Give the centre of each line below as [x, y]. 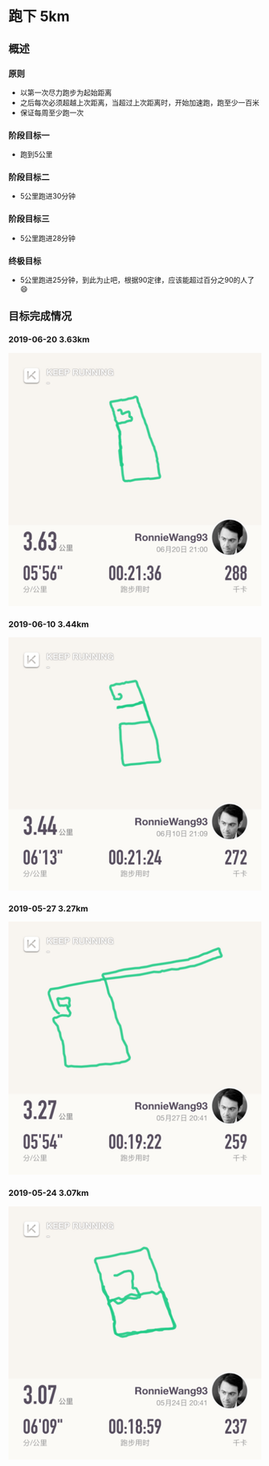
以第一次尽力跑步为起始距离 [66, 92]
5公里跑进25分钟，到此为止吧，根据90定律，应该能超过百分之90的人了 [137, 280]
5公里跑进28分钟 [48, 238]
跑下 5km [39, 16]
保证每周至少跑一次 [52, 113]
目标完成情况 [40, 316]
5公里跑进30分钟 [48, 196]
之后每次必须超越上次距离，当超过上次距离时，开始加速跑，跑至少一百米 [139, 102]
